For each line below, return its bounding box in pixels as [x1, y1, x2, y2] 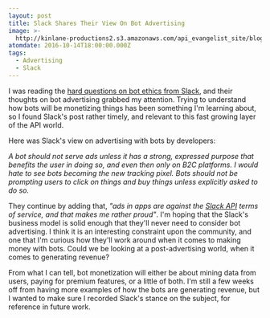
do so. [8, 185, 30, 195]
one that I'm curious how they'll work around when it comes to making [8, 234, 241, 245]
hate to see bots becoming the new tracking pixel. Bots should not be [8, 168, 239, 177]
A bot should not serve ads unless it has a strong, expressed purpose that [8, 151, 255, 161]
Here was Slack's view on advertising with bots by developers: [8, 136, 216, 145]
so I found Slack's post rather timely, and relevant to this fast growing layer [8, 112, 256, 121]
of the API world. [8, 120, 64, 129]
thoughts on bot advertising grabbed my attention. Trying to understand [8, 94, 247, 104]
